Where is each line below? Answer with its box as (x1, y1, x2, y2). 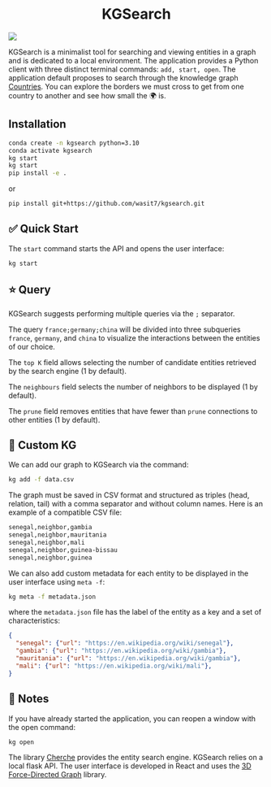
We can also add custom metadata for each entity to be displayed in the (8, 568, 249, 578)
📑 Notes (8, 692, 49, 706)
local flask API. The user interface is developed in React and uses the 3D (8, 761, 252, 771)
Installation (8, 117, 67, 131)
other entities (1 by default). (8, 415, 101, 424)
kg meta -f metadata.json (8, 593, 96, 601)
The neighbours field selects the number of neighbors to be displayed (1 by (8, 381, 258, 391)
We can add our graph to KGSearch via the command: (8, 460, 189, 470)
